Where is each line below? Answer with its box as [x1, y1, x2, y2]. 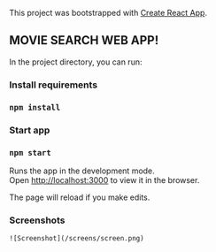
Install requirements [9, 79, 98, 91]
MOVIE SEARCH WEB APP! [9, 33, 159, 48]
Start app [9, 124, 50, 136]
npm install [9, 102, 61, 112]
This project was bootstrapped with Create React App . [9, 8, 208, 18]
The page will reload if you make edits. [9, 192, 150, 202]
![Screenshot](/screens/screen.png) [9, 234, 144, 243]
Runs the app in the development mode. [9, 165, 155, 176]
